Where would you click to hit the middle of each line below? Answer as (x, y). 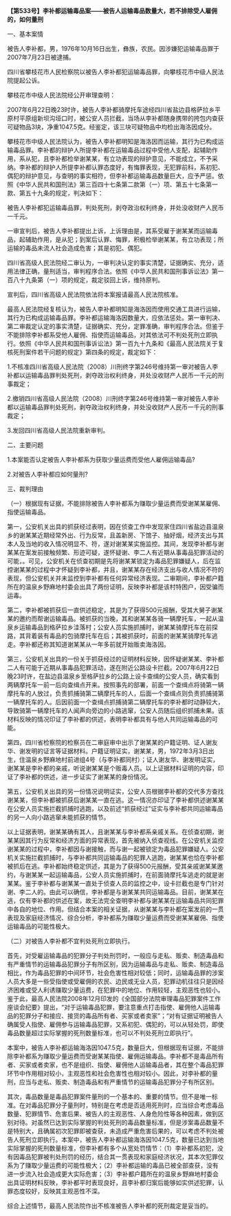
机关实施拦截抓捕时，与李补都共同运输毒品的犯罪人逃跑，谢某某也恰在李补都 (115, 858)
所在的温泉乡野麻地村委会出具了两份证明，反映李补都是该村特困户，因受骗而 (115, 587)
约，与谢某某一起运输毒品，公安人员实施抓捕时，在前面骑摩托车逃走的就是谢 (115, 875)
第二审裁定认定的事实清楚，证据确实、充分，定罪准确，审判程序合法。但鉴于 (115, 326)
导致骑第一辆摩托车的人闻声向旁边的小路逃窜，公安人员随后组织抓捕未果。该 (115, 710)
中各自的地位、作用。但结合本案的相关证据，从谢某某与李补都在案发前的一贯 (115, 909)
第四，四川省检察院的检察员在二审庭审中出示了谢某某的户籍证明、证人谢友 (112, 742)
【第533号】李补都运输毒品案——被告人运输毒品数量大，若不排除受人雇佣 (112, 11)
